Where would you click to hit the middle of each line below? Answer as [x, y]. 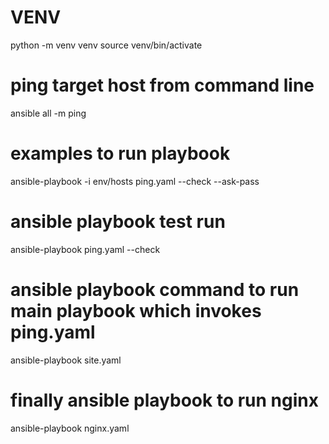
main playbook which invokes [136, 310]
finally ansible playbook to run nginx [164, 400]
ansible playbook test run [118, 222]
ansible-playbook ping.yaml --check [85, 249]
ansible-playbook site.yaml [66, 360]
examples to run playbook [120, 153]
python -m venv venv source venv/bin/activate [106, 45]
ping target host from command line [162, 85]
